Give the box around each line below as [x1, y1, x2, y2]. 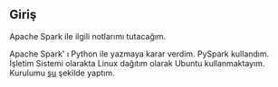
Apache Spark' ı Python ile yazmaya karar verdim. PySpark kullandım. [9, 48, 270, 59]
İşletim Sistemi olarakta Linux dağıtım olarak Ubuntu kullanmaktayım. [9, 57, 265, 68]
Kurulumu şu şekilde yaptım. [9, 67, 115, 78]
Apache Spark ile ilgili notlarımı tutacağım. [9, 30, 167, 41]
